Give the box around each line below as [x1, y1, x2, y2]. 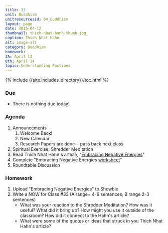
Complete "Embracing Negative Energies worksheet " [12, 156, 122, 163]
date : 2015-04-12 [5, 26, 42, 31]
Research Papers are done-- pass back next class [20, 141, 124, 147]
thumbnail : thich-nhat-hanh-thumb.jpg [5, 31, 86, 36]
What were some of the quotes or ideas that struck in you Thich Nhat [20, 218, 163, 224]
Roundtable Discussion [12, 162, 60, 168]
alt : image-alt [5, 40, 37, 45]
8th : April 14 [5, 59, 35, 64]
